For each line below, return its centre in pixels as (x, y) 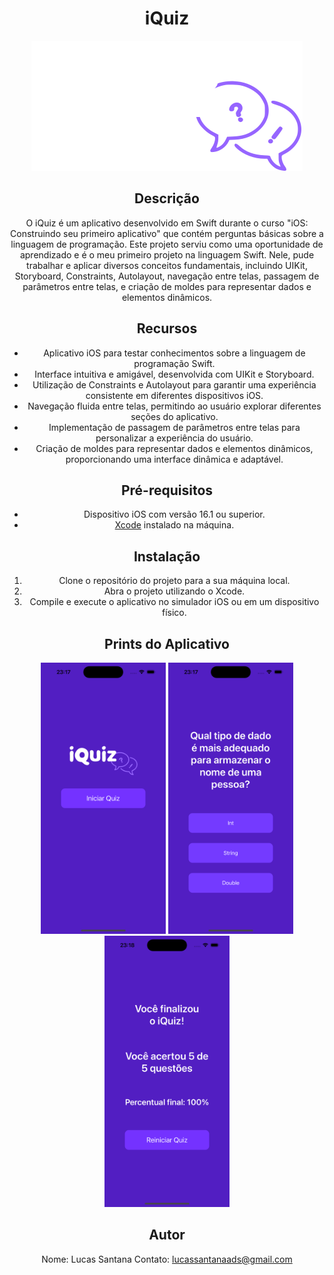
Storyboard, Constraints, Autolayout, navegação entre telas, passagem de (167, 276)
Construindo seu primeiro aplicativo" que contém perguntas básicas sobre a (167, 233)
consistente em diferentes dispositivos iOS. (174, 395)
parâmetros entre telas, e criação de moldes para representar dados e (167, 286)
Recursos (167, 328)
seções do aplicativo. (174, 416)
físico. (174, 613)
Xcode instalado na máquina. (174, 525)
